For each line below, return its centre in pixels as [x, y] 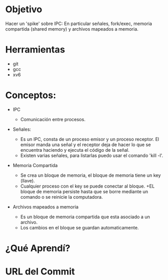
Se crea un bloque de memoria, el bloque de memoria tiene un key [91, 175]
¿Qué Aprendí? [38, 248]
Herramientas [35, 50]
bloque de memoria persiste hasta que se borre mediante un [84, 191]
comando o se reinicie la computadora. [62, 197]
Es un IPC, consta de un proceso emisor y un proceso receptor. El [90, 139]
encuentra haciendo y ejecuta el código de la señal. [75, 150]
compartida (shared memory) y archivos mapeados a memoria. [72, 29]
